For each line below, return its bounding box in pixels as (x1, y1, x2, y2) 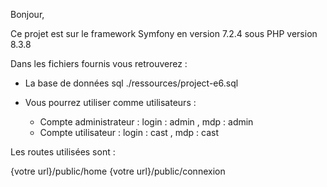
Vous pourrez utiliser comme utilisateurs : (24, 97, 197, 108)
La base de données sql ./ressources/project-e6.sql (24, 77, 239, 89)
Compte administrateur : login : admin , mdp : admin (39, 116, 254, 128)
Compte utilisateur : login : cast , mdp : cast (39, 127, 220, 138)
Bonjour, (10, 9, 45, 20)
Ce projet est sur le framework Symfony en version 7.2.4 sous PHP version (10, 28, 318, 39)
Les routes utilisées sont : (10, 146, 116, 158)
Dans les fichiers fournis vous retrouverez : (10, 58, 188, 69)
